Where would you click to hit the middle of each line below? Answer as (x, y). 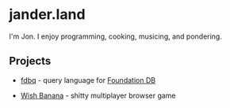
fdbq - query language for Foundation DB (88, 80)
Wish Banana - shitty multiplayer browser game (98, 95)
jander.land (47, 15)
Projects (30, 61)
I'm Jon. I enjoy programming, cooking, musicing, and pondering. (116, 36)
